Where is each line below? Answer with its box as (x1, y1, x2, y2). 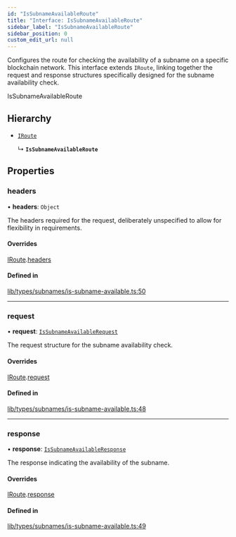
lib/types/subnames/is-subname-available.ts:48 (7, 405, 146, 413)
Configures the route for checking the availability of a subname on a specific (7, 56, 229, 64)
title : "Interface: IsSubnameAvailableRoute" (7, 17, 143, 24)
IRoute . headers (7, 255, 51, 264)
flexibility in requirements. (7, 223, 82, 232)
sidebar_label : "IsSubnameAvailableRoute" (7, 23, 133, 30)
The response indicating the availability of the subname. (7, 459, 170, 467)
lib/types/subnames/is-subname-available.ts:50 (7, 287, 146, 296)
